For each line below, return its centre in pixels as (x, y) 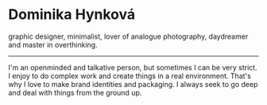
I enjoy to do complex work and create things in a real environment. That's (130, 76)
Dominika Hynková (72, 15)
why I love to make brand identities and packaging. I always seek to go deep (133, 84)
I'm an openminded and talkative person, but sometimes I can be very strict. (133, 67)
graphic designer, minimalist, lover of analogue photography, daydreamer (128, 36)
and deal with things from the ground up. (75, 92)
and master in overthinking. (53, 44)
